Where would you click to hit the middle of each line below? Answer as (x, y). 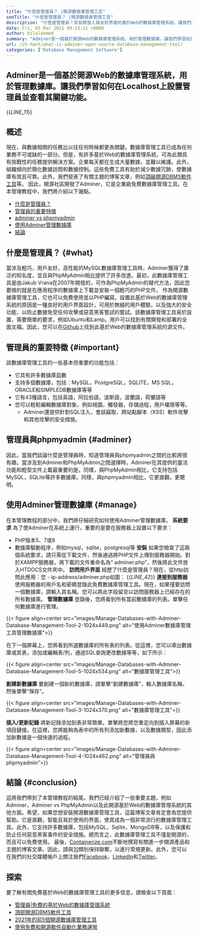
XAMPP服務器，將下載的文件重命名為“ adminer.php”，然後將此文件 (101, 562)
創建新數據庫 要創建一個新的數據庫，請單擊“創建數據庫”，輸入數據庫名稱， (97, 684)
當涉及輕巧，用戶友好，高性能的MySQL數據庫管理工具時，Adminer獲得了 (95, 268)
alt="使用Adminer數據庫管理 (157, 625)
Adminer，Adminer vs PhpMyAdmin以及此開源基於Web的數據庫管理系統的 (96, 805)
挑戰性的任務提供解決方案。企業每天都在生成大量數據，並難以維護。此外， (101, 162)
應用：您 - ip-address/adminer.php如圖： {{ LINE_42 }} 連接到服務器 (106, 577)
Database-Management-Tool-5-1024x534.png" (64, 671)
